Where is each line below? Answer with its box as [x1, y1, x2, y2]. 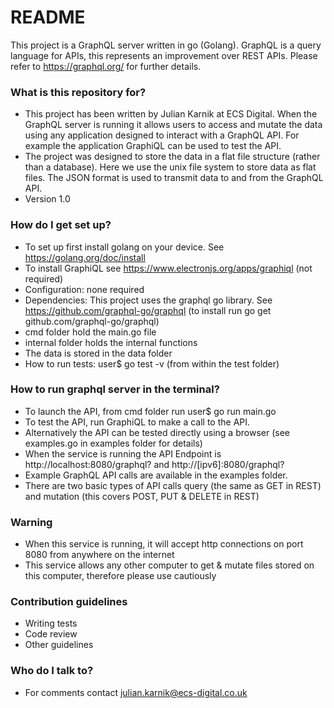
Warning [10, 515, 53, 529]
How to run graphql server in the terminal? [10, 382, 220, 396]
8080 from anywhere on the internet [24, 549, 175, 561]
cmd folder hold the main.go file [24, 326, 157, 338]
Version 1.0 [24, 193, 71, 205]
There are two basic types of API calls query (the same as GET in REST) [24, 479, 322, 491]
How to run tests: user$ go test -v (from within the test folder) [24, 357, 280, 370]
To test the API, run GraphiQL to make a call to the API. [24, 416, 251, 428]
